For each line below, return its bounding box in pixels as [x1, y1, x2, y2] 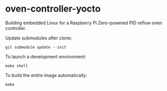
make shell [5, 63, 28, 68]
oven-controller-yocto [5, 3, 101, 15]
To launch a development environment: [5, 54, 87, 60]
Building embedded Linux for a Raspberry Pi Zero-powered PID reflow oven [5, 20, 162, 26]
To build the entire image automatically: [5, 72, 87, 78]
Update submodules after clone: [5, 35, 72, 41]
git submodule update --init [5, 44, 67, 50]
